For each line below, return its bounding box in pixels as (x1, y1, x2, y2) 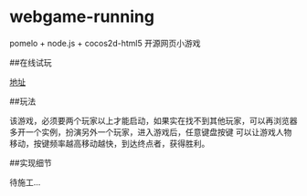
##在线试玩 (9, 57, 52, 67)
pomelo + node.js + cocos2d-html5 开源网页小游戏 (9, 37, 201, 48)
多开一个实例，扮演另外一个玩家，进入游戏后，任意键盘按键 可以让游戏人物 (9, 126, 292, 138)
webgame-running (9, 6, 155, 27)
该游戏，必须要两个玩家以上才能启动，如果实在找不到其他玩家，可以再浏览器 (9, 115, 298, 126)
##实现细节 (9, 157, 52, 168)
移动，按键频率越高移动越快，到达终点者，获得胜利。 (9, 138, 210, 149)
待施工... (9, 176, 41, 188)
